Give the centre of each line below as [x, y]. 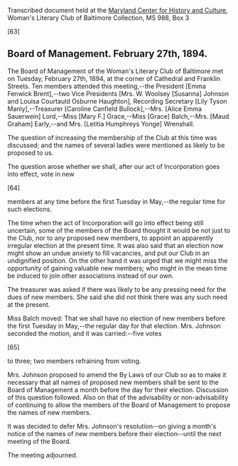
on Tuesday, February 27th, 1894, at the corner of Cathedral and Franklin [114, 78]
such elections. [29, 209]
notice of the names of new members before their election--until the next [114, 433]
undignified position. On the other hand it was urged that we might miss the [118, 260]
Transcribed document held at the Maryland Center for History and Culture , [118, 10]
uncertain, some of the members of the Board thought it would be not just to [119, 230]
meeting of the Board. [39, 441]
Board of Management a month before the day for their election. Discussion [118, 389]
